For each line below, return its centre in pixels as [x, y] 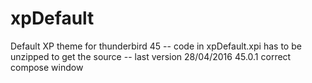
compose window [47, 67]
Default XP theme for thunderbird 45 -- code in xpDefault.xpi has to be [156, 46]
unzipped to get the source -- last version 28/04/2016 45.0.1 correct [151, 56]
